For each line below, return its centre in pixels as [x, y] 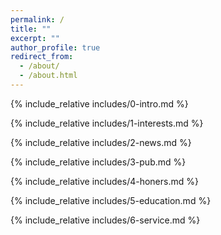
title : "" [31, 29]
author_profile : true [55, 47]
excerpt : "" [35, 38]
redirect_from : [42, 57]
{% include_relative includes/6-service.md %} [105, 220]
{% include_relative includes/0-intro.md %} [99, 103]
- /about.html [48, 76]
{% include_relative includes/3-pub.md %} [98, 162]
